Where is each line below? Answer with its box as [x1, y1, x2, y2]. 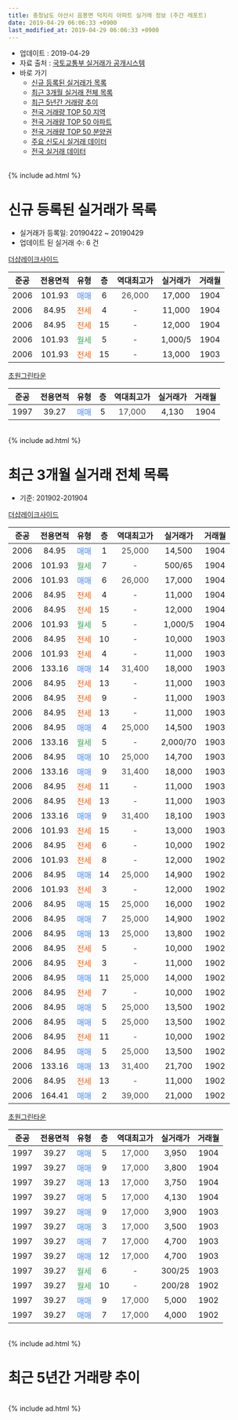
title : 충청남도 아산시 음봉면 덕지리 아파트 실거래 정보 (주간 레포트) [8, 11, 207, 20]
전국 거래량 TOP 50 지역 [31, 108, 106, 117]
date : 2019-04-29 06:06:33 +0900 [8, 19, 117, 27]
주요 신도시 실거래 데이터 [31, 137, 107, 146]
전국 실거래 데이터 [31, 147, 86, 156]
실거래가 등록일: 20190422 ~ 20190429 [19, 229, 144, 238]
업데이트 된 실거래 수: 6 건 [19, 238, 99, 247]
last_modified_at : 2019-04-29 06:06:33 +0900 [8, 26, 159, 34]
